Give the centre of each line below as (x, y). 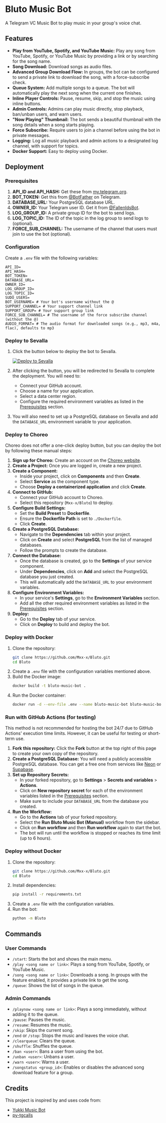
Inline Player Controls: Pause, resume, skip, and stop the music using (84, 98)
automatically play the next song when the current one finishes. (77, 93)
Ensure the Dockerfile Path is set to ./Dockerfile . (71, 518)
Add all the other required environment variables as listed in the (84, 603)
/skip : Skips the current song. (43, 1030)
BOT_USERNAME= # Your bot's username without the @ (59, 302)
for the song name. (32, 61)
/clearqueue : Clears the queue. (44, 1041)
